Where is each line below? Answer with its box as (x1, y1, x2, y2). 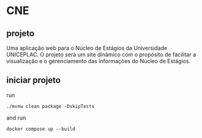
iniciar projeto (6, 75, 61, 86)
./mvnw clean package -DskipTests (6, 103, 95, 109)
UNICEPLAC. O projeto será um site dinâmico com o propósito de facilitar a (6, 51, 196, 58)
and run (6, 114, 26, 121)
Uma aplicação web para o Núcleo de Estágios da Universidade (6, 44, 168, 52)
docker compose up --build (6, 126, 76, 132)
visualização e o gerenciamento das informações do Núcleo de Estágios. (6, 58, 191, 64)
